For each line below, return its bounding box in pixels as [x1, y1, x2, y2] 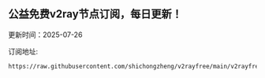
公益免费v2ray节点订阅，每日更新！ [8, 7, 183, 21]
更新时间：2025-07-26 [8, 30, 83, 39]
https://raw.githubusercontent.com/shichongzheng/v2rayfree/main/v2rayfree [8, 62, 263, 70]
